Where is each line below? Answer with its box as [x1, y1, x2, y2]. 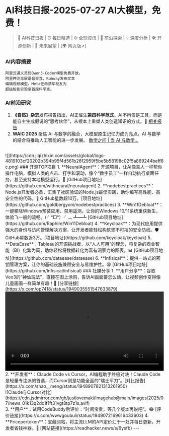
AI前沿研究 [5, 99, 32, 106]
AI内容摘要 [5, 58, 32, 65]
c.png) [5, 164, 19, 170]
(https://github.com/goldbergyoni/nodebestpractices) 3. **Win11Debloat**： [5, 201, 163, 207]
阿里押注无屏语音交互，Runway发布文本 [5, 76, 75, 81]
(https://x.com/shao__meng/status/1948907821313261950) [5, 383, 127, 389]
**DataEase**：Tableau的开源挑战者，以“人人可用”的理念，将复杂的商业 [5, 241, 155, 247]
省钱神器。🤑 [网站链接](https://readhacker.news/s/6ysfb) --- [14, 425, 140, 431]
